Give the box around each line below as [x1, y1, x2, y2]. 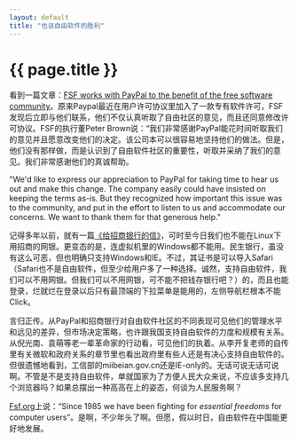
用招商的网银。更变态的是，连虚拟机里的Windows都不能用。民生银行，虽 [9, 241, 277, 252]
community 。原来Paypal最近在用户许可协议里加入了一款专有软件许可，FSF [9, 101, 284, 112]
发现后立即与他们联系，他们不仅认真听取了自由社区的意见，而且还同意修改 [9, 112, 281, 122]
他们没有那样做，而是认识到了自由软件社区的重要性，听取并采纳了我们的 [9, 146, 273, 156]
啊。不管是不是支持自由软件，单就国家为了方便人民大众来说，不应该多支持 [9, 371, 281, 382]
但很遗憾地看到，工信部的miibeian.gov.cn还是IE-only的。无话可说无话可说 [9, 360, 279, 371]
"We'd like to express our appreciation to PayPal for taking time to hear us [9, 174, 279, 185]
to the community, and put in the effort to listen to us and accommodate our [9, 202, 286, 213]
